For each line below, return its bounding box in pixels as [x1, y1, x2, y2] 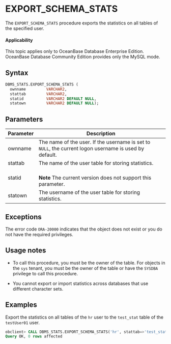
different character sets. [12, 285, 64, 292]
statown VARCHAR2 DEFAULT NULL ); [10, 101, 99, 106]
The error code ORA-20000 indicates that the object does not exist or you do [5, 226, 163, 232]
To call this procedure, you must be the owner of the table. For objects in [12, 260, 165, 266]
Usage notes [5, 246, 46, 255]
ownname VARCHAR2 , [10, 87, 67, 92]
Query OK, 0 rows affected [5, 334, 63, 339]
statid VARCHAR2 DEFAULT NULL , [10, 96, 97, 101]
